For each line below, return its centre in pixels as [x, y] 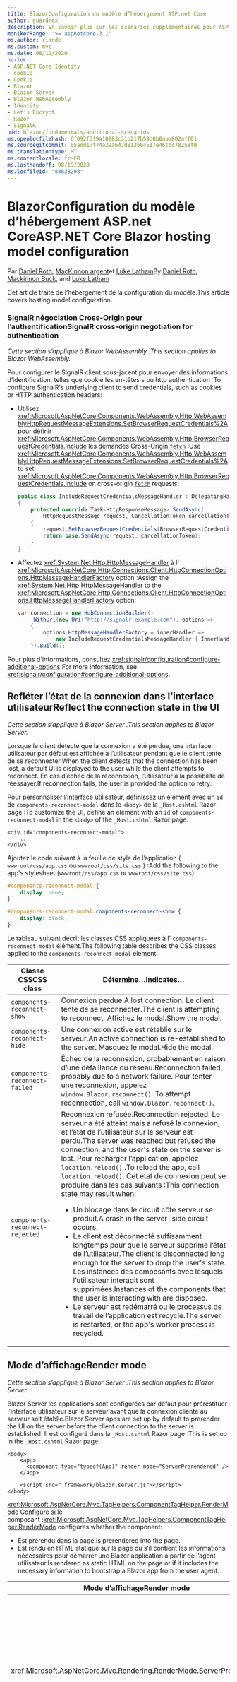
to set [26, 468]
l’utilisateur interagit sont [114, 1281]
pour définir [35, 431]
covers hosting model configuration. [60, 300]
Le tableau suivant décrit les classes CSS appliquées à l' [89, 938]
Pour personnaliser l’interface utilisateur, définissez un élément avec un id [115, 797]
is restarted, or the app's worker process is [144, 1325]
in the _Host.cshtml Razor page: [54, 1441]
